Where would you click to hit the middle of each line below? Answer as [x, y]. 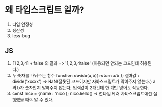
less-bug [21, 36]
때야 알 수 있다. [39, 99]
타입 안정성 [23, 24]
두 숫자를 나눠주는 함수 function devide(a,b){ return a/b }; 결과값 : [75, 75]
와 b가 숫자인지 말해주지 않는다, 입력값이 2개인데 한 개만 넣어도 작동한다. [81, 87]
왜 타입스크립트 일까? [45, 10]
